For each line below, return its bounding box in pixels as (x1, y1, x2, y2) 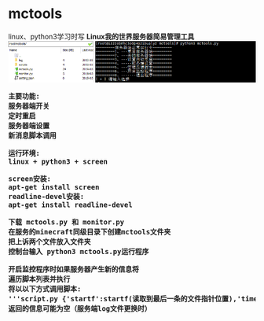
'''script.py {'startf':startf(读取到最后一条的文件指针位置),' (8, 294, 242, 304)
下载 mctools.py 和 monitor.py (8, 218, 124, 227)
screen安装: (8, 175, 52, 183)
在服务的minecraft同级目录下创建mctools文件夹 (8, 227, 171, 237)
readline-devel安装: (8, 192, 85, 201)
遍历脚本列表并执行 (8, 275, 71, 284)
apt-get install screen (8, 183, 100, 192)
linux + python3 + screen (8, 157, 108, 166)
